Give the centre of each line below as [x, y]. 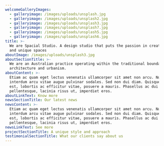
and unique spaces [28, 50]
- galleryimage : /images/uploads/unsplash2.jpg [59, 18]
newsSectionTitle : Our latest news [41, 100]
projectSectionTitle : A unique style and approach [58, 132]
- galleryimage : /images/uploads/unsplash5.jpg [59, 32]
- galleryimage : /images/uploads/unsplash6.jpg [59, 37]
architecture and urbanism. [38, 69]
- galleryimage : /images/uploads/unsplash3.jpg [59, 23]
